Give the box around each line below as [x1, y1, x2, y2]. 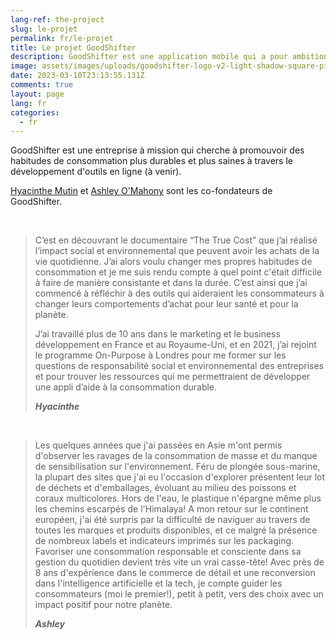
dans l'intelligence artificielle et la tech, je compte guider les [34, 577, 283, 590]
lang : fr [10, 98, 47, 108]
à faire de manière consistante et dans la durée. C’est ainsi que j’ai [34, 277, 308, 289]
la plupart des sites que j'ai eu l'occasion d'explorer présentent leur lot [34, 471, 326, 483]
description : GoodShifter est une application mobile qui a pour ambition [10, 52, 329, 62]
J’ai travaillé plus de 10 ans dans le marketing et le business [34, 328, 281, 340]
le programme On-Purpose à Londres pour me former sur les [34, 349, 287, 361]
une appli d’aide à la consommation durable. [34, 381, 218, 393]
